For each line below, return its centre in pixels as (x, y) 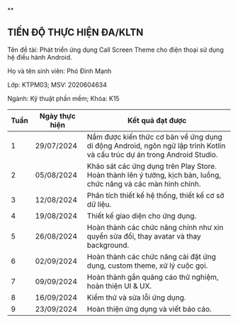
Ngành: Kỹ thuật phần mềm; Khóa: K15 (63, 98)
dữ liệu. (99, 204)
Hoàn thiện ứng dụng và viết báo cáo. (149, 309)
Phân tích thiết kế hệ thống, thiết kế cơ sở (155, 195)
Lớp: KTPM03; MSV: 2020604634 (57, 84)
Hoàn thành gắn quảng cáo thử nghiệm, (153, 277)
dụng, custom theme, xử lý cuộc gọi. (147, 265)
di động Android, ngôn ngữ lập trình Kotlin (156, 146)
